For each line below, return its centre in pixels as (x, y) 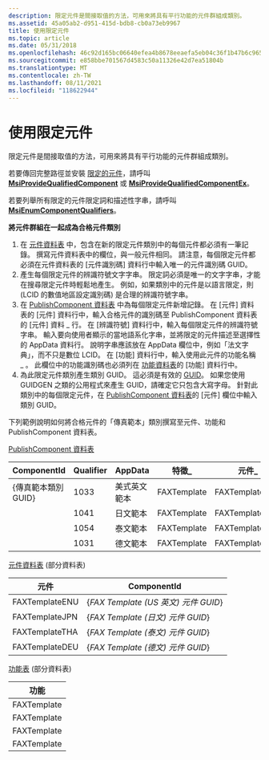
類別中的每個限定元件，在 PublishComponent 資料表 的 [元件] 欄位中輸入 (139, 395)
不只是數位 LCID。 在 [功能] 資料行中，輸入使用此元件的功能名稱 (150, 355)
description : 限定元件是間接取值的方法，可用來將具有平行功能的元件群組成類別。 (127, 16)
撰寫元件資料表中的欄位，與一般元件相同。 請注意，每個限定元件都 (146, 254)
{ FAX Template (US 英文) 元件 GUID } (155, 603)
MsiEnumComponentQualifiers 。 (65, 210)
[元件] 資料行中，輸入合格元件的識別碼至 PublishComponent (135, 315)
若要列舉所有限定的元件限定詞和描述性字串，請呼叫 (92, 201)
